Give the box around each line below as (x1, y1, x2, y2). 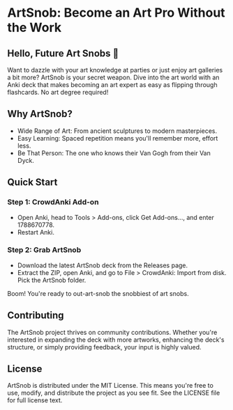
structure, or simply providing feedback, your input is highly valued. (7, 342, 202, 351)
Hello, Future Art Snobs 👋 (7, 47, 119, 59)
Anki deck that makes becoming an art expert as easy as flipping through (7, 81, 218, 88)
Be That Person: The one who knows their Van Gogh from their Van (17, 148, 211, 157)
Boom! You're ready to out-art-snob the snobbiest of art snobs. (7, 289, 190, 297)
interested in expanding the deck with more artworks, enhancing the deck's (7, 336, 225, 344)
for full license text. (7, 396, 63, 404)
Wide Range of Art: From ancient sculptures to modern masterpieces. (17, 127, 218, 135)
